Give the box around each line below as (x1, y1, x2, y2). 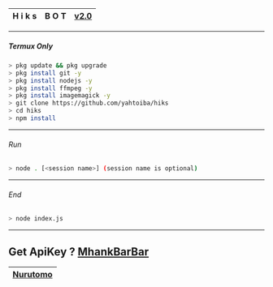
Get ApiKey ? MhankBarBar (8, 245, 149, 259)
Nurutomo (12, 268, 53, 280)
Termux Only (8, 41, 54, 51)
